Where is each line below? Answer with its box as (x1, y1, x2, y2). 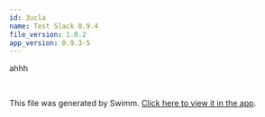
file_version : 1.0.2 (9, 30, 87, 39)
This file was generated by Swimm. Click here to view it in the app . (9, 98, 257, 109)
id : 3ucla (9, 13, 47, 22)
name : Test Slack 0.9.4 (9, 22, 99, 31)
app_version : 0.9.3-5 (9, 38, 91, 48)
